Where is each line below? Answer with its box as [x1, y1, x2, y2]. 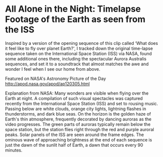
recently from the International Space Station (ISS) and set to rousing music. [5, 100, 159, 106]
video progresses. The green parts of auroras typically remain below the [5, 121, 151, 127]
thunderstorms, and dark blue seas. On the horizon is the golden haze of [5, 111, 151, 117]
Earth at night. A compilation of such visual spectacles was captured [5, 95, 143, 101]
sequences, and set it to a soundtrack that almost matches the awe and [5, 61, 149, 67]
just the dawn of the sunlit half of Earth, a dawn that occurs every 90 [5, 142, 143, 148]
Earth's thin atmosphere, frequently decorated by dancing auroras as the [5, 116, 152, 122]
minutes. [5, 147, 23, 153]
